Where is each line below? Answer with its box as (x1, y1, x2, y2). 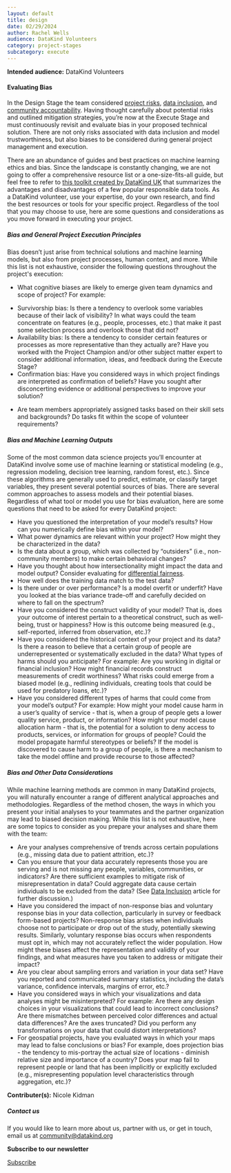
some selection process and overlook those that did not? (17, 326, 179, 335)
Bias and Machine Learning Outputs (7, 435, 113, 444)
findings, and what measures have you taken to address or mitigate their (17, 953, 223, 961)
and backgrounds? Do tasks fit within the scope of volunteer (17, 413, 189, 421)
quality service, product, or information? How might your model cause (17, 716, 217, 724)
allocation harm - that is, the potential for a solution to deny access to (17, 723, 215, 731)
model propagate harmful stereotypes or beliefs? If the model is (17, 738, 199, 746)
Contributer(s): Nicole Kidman (7, 1091, 94, 1099)
